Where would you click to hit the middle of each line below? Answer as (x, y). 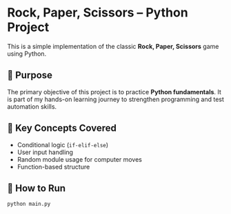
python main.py (29, 204)
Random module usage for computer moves (80, 159)
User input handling (45, 152)
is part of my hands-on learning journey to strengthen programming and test (115, 99)
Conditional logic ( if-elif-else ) (63, 145)
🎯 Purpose (30, 75)
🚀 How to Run (37, 188)
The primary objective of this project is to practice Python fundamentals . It (114, 92)
